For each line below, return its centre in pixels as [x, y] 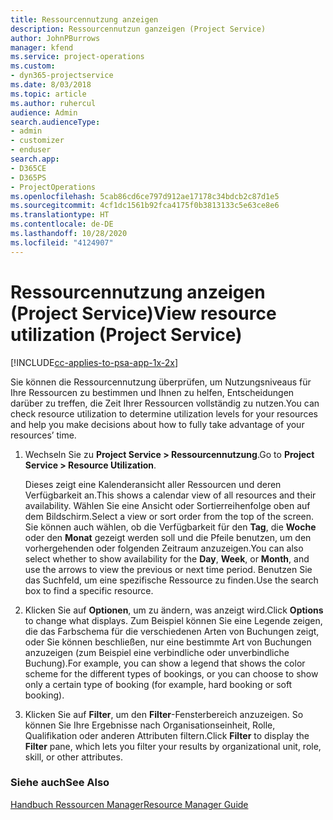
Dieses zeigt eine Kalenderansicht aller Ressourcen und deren [153, 484]
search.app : [35, 159]
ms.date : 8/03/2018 [51, 85]
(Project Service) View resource [143, 313]
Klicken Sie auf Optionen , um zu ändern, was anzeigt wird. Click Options [174, 610]
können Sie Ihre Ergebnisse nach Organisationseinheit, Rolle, [150, 725]
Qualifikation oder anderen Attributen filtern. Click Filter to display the [167, 735]
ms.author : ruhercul [53, 103]
